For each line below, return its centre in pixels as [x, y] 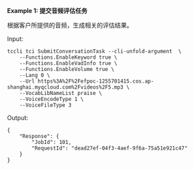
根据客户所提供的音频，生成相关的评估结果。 [70, 25]
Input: [15, 39]
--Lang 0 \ [35, 75]
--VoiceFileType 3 [45, 105]
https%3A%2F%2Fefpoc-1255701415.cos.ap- [96, 81]
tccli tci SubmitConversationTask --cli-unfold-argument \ [95, 51]
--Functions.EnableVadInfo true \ [68, 63]
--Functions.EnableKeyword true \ [68, 57]
